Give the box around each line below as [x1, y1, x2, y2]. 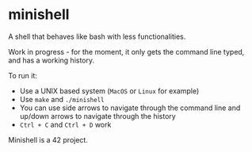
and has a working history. [8, 55, 95, 65]
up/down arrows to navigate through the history [19, 111, 176, 120]
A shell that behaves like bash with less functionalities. [8, 32, 186, 41]
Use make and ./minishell [19, 94, 105, 104]
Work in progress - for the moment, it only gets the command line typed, [8, 47, 245, 56]
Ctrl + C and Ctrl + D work [19, 120, 112, 129]
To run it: [8, 70, 38, 80]
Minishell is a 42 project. [8, 135, 89, 144]
